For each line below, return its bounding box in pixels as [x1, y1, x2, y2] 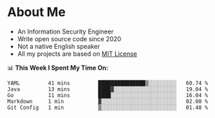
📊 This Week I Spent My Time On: [7, 64, 109, 72]
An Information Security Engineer [17, 27, 114, 36]
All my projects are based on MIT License [17, 50, 138, 58]
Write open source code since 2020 [17, 34, 121, 43]
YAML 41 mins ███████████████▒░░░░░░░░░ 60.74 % [7, 80, 209, 87]
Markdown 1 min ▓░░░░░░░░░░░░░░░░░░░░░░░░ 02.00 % [7, 98, 209, 105]
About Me [7, 4, 66, 20]
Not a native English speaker [17, 42, 100, 50]
